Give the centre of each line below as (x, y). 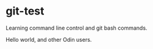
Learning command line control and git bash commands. (76, 28)
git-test (25, 11)
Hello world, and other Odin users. (49, 39)
